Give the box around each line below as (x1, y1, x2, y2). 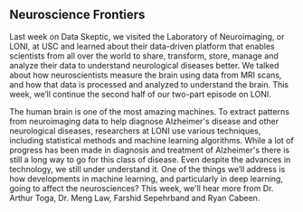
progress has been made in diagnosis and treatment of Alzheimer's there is (9, 144, 290, 155)
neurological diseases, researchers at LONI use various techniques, (9, 125, 261, 136)
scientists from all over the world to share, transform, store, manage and (9, 50, 279, 61)
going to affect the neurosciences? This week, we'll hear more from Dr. (9, 182, 274, 193)
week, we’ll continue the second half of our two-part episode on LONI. (9, 88, 271, 99)
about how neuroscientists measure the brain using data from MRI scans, (9, 69, 282, 80)
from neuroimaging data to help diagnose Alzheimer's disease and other (9, 115, 279, 126)
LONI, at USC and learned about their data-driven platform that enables (9, 41, 275, 51)
